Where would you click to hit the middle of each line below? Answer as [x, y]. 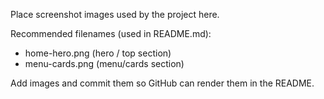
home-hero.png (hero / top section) [98, 53]
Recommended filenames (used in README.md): [111, 33]
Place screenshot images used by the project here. [115, 14]
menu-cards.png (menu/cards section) [104, 63]
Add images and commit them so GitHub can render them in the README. [162, 83]
